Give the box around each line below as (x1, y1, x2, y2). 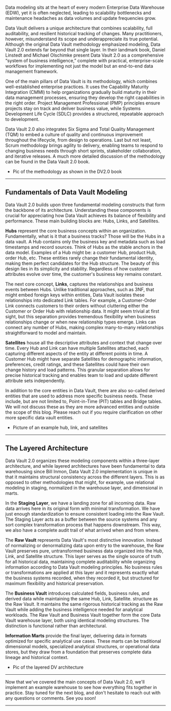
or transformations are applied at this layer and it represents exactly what (5, 569, 159, 575)
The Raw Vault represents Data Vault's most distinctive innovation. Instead (5, 537, 162, 543)
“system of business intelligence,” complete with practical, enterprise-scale (5, 58, 164, 63)
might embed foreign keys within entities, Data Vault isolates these (5, 292, 145, 298)
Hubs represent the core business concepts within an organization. (5, 227, 147, 234)
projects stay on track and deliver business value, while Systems (5, 106, 141, 111)
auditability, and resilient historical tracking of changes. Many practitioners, (5, 31, 163, 36)
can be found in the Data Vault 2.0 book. (5, 159, 90, 165)
